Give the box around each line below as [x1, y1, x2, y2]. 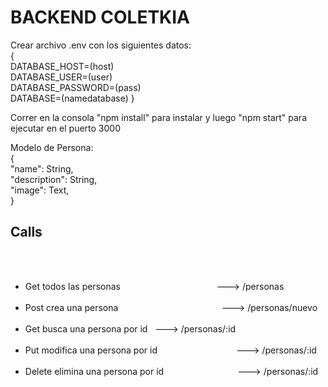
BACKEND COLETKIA [10, 6, 191, 29]
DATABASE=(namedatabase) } [10, 92, 135, 104]
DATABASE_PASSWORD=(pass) [10, 81, 142, 93]
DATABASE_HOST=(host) [10, 60, 115, 72]
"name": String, [10, 162, 74, 175]
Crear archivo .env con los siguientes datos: [10, 39, 192, 51]
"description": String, [10, 173, 98, 185]
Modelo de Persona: [10, 141, 94, 153]
